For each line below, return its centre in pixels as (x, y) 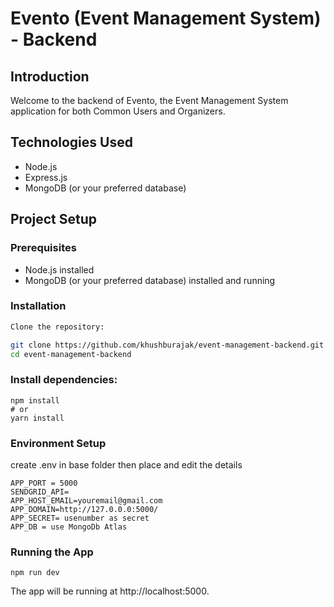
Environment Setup (58, 443)
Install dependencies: (64, 380)
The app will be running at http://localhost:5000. (110, 591)
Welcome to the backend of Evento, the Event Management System (149, 100)
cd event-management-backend (71, 354)
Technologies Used (71, 142)
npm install (35, 400)
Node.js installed (59, 269)
